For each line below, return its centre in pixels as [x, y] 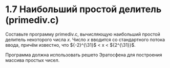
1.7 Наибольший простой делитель [83, 9]
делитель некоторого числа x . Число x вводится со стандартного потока [85, 40]
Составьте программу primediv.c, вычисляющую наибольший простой [83, 34]
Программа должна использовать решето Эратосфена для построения [84, 55]
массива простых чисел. [33, 60]
